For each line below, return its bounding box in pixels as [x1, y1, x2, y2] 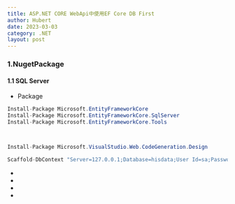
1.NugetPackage [7, 59, 64, 69]
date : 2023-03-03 [7, 23, 58, 30]
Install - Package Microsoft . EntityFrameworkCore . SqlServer [7, 112, 180, 119]
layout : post [7, 36, 45, 43]
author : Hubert [7, 17, 52, 24]
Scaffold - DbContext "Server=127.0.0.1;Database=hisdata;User [7, 156, 190, 163]
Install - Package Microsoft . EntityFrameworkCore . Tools [7, 119, 168, 126]
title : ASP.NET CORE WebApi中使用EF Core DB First [7, 10, 155, 17]
